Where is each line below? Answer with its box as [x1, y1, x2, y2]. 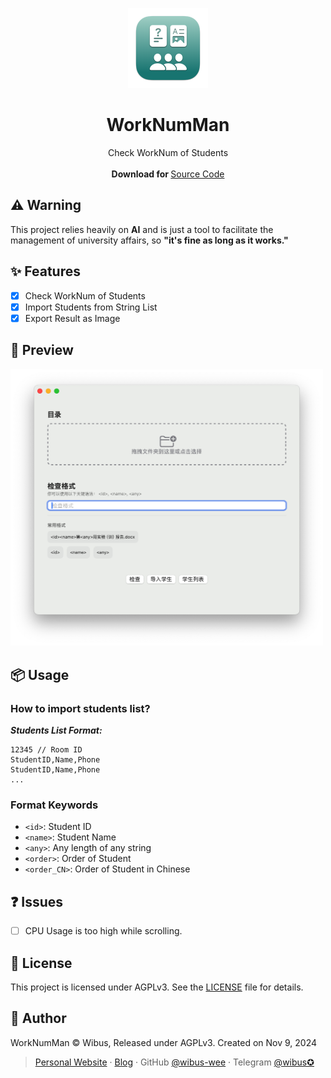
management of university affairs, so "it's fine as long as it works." [10, 234, 289, 246]
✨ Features [10, 263, 81, 280]
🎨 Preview [10, 342, 74, 359]
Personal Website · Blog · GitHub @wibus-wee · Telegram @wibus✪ [34, 1056, 315, 1068]
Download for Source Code [111, 168, 225, 180]
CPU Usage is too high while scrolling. [24, 925, 183, 937]
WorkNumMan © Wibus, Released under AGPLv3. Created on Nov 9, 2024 [10, 1036, 318, 1048]
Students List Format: [10, 724, 103, 737]
